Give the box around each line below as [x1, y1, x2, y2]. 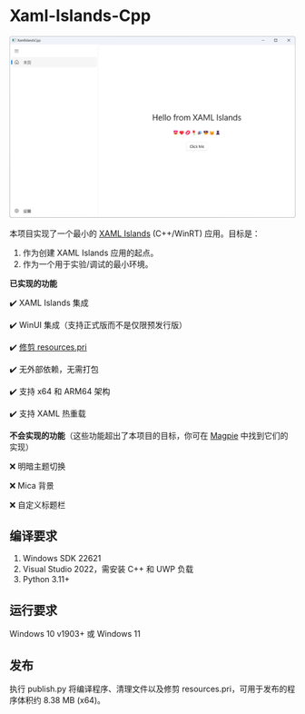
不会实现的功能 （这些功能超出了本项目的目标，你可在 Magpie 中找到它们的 [9, 430, 289, 441]
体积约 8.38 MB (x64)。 [16, 695, 106, 706]
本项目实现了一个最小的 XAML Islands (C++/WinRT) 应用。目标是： [9, 228, 261, 239]
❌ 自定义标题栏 [9, 499, 66, 510]
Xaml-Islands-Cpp [9, 5, 152, 26]
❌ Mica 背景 [9, 480, 54, 491]
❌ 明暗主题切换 [9, 461, 66, 471]
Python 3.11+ [22, 574, 71, 585]
